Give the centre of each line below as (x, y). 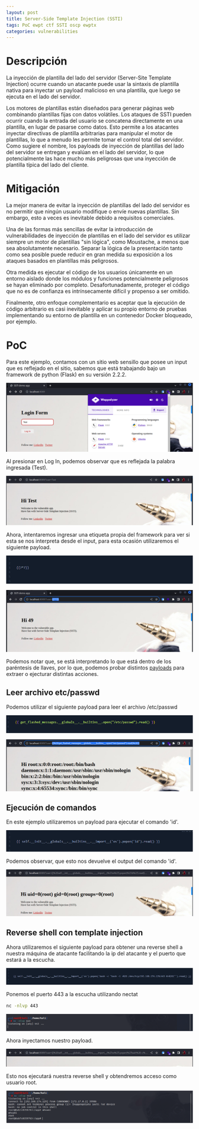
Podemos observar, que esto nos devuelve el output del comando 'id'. (92, 861)
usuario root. (22, 1082)
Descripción (37, 61)
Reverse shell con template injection (75, 933)
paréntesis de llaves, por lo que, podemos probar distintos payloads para (95, 668)
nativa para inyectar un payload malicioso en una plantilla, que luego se (93, 90)
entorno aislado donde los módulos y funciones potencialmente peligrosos (97, 279)
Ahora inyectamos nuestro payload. (49, 1041)
